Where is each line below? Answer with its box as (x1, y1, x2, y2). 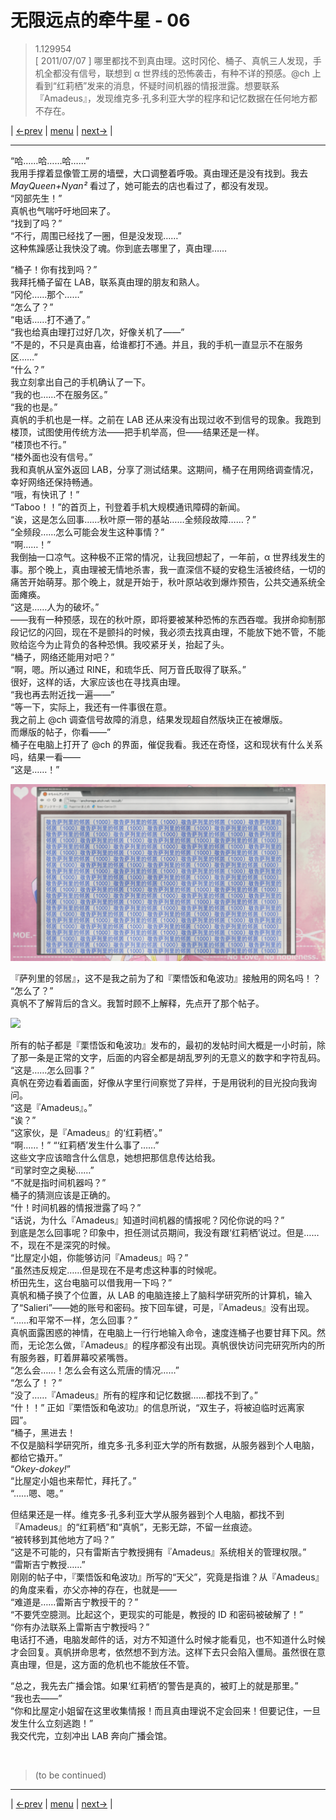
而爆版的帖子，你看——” (10, 726, 112, 738)
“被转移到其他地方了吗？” (10, 1534, 115, 1546)
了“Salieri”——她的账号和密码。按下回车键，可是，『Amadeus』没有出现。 (10, 1302, 315, 1314)
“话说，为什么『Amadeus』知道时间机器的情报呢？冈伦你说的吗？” (10, 1214, 285, 1226)
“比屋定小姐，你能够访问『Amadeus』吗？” (10, 1252, 189, 1264)
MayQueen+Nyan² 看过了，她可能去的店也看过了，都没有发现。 (10, 179, 274, 191)
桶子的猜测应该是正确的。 (10, 1189, 116, 1201)
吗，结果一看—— (10, 751, 81, 763)
